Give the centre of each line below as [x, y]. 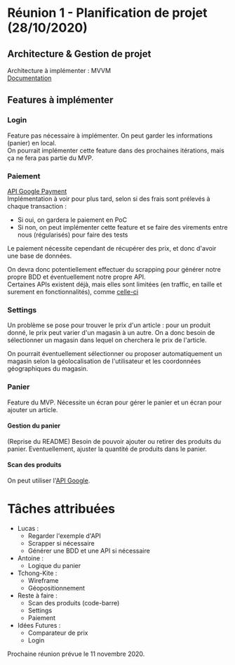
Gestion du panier [34, 426]
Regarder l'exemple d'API [65, 536]
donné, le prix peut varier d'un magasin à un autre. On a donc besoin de [111, 333]
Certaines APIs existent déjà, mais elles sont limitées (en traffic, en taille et [115, 284]
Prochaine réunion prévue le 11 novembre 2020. [76, 654]
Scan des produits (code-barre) [74, 603]
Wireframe [43, 580]
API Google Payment [37, 191]
